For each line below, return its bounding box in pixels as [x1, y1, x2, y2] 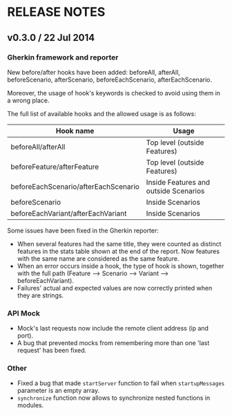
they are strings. [17, 291, 64, 299]
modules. [17, 401, 44, 409]
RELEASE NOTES [7, 4, 106, 20]
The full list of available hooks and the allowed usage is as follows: [7, 109, 197, 118]
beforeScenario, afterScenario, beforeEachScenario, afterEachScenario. [7, 75, 213, 84]
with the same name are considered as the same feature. [17, 254, 180, 263]
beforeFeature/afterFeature [10, 162, 99, 172]
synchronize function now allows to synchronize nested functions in [17, 394, 211, 402]
